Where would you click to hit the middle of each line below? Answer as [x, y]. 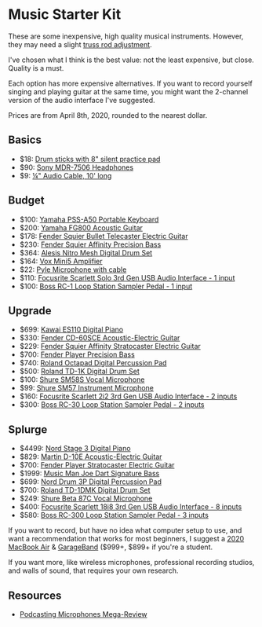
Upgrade [30, 311]
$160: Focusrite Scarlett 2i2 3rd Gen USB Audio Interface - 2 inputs [128, 396]
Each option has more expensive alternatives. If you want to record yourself [130, 83]
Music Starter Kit [65, 15]
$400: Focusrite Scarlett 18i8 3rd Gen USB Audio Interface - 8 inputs [131, 507]
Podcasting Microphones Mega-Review [83, 614]
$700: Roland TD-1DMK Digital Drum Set [85, 490]
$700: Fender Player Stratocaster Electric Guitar [97, 465]
